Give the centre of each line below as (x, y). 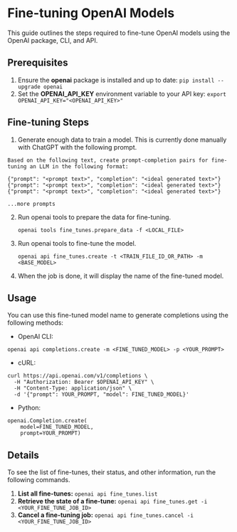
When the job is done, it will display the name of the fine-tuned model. (121, 276)
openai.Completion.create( (47, 421)
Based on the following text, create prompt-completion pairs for (108, 160)
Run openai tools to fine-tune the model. (77, 243)
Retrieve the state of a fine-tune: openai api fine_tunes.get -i (112, 501)
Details (23, 455)
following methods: (36, 323)
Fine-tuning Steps (48, 122)
